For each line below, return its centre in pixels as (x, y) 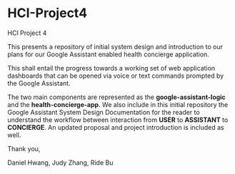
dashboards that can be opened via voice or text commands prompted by (116, 76)
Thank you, (24, 148)
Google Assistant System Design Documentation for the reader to (104, 112)
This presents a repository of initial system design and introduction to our (115, 46)
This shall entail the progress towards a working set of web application (111, 68)
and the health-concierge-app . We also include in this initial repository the (118, 104)
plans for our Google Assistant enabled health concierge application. (108, 54)
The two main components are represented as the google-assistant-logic (117, 97)
